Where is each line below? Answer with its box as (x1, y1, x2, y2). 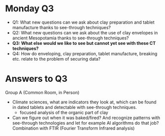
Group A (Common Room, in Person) (5, 89, 80, 95)
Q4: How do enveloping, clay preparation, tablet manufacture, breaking (12, 50, 158, 57)
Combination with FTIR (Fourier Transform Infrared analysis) (12, 125, 135, 131)
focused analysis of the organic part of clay (19, 109, 109, 115)
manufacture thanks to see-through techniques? (12, 24, 111, 30)
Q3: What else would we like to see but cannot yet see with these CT (12, 40, 156, 46)
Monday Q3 (5, 3, 54, 14)
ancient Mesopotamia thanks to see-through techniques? (12, 35, 129, 41)
